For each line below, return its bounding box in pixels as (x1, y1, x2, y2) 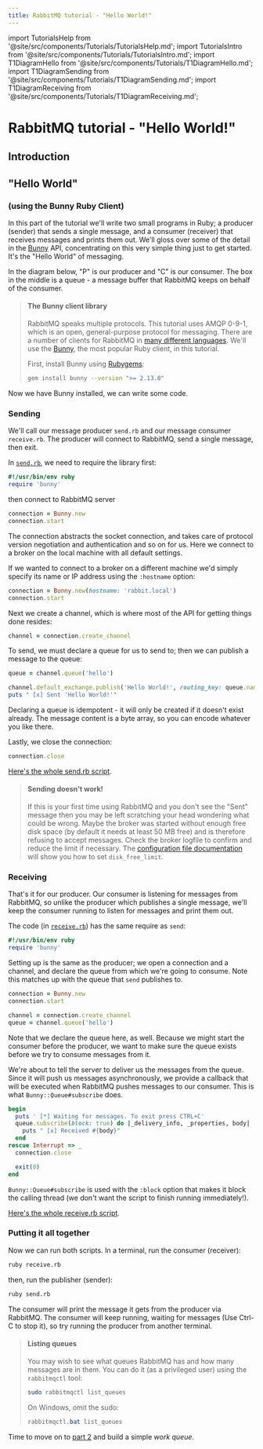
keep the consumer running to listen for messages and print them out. (8, 906, 233, 916)
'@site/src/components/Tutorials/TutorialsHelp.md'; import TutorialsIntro (8, 41, 243, 51)
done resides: (8, 617, 52, 626)
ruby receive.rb (8, 1261, 61, 1268)
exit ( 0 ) (15, 1163, 41, 1171)
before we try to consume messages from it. (8, 1049, 151, 1059)
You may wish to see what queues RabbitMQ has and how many (27, 1356, 235, 1366)
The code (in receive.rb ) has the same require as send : (8, 921, 186, 931)
